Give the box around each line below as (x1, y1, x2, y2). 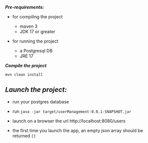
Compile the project (5, 63, 47, 68)
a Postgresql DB (19, 48, 53, 53)
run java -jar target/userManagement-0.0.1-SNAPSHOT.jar (12, 108, 132, 114)
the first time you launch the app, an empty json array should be (12, 127, 144, 133)
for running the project (12, 38, 58, 44)
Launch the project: (5, 86, 67, 94)
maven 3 (19, 23, 38, 29)
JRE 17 (19, 53, 34, 59)
